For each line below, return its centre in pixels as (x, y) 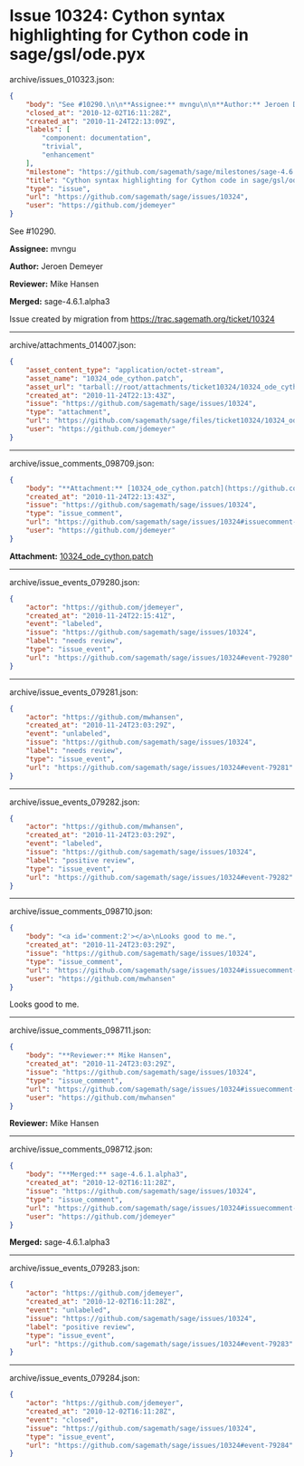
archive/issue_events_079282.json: (75, 802)
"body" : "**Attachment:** (75, 488)
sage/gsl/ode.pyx (78, 54)
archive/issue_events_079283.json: (75, 1268)
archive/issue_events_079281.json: (74, 692)
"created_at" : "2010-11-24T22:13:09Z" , (101, 121)
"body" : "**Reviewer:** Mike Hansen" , (99, 1056)
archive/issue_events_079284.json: (75, 1378)
